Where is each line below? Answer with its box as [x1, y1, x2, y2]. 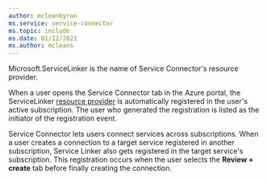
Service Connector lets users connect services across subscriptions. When [8, 130, 260, 139]
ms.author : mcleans [8, 42, 74, 50]
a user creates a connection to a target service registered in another [8, 138, 236, 147]
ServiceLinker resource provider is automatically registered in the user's [8, 97, 248, 106]
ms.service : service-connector [8, 19, 114, 27]
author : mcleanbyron [8, 11, 78, 20]
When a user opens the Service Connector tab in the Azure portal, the [8, 88, 241, 97]
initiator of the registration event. [8, 113, 117, 123]
